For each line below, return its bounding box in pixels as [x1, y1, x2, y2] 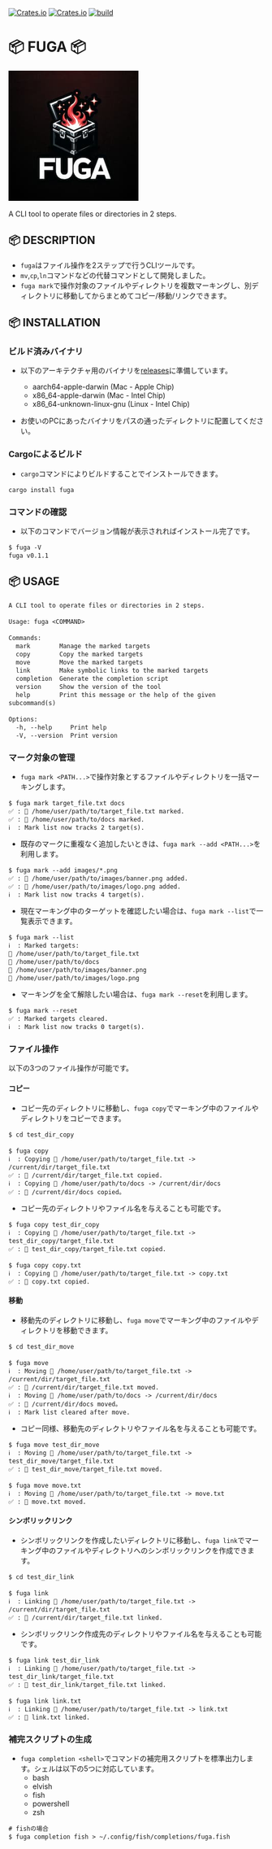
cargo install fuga [8, 486, 75, 494]
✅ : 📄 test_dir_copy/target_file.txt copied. [8, 1245, 166, 1253]
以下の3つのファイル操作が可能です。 [8, 1063, 134, 1073]
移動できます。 [63, 1325, 113, 1335]
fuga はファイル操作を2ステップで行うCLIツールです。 [19, 260, 200, 270]
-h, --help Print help [15, 723, 107, 731]
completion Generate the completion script [15, 674, 169, 682]
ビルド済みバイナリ [8, 346, 84, 357]
